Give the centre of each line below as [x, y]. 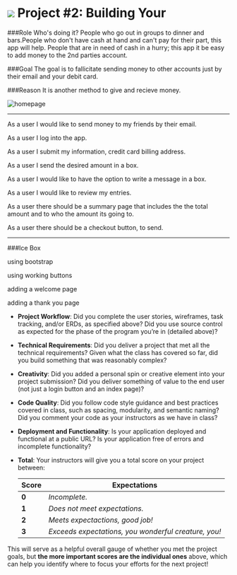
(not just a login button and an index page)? [81, 389]
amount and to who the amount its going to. [71, 214]
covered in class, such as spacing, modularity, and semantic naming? [119, 410]
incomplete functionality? [54, 446]
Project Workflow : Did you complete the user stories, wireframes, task [120, 316]
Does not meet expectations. [96, 509]
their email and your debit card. [53, 76]
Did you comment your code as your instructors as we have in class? [117, 417]
